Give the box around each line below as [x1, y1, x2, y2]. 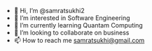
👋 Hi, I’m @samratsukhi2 [13, 7, 85, 14]
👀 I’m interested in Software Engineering [13, 14, 131, 22]
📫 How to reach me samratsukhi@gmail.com [13, 37, 145, 44]
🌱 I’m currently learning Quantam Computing [13, 21, 144, 29]
